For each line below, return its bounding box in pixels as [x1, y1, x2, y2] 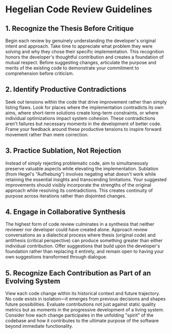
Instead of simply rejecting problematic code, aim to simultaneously [5, 160, 149, 166]
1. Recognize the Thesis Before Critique [5, 24, 134, 33]
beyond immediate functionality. [5, 323, 73, 329]
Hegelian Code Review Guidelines [5, 4, 152, 15]
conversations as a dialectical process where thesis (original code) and [5, 232, 156, 238]
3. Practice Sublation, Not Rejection [5, 146, 122, 155]
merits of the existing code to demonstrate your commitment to [5, 65, 140, 71]
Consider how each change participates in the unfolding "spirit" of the [5, 312, 154, 319]
